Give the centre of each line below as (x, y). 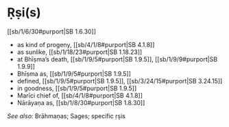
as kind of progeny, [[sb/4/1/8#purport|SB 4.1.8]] (86, 44)
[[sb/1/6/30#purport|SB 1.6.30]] (52, 31)
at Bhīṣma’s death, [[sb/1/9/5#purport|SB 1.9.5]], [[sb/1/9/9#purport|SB (117, 59)
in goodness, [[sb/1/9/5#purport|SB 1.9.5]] (77, 88)
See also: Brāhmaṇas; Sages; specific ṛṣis (66, 116)
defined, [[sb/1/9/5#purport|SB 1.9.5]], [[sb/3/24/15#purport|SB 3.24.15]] (120, 81)
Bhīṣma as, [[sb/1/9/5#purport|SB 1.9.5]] (74, 74)
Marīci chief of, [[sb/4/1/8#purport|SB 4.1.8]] (80, 95)
